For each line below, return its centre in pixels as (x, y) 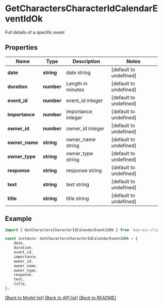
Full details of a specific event (35, 32)
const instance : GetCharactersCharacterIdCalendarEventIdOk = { (71, 239)
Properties (21, 47)
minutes (75, 90)
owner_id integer (85, 128)
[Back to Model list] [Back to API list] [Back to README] (61, 298)
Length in (77, 83)
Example (18, 219)
